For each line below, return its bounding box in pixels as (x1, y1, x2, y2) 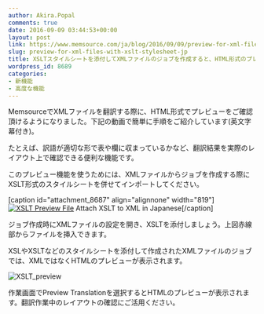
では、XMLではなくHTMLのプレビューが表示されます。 (8, 256, 187, 265)
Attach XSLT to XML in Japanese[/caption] (75, 203, 214, 213)
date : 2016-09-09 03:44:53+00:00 (8, 26, 118, 34)
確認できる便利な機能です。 (49, 153, 139, 162)
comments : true (8, 19, 58, 27)
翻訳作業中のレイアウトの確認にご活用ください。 (20, 298, 180, 307)
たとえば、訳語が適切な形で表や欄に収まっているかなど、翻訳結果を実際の (8, 143, 249, 153)
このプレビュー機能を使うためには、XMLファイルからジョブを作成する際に (8, 170, 251, 179)
